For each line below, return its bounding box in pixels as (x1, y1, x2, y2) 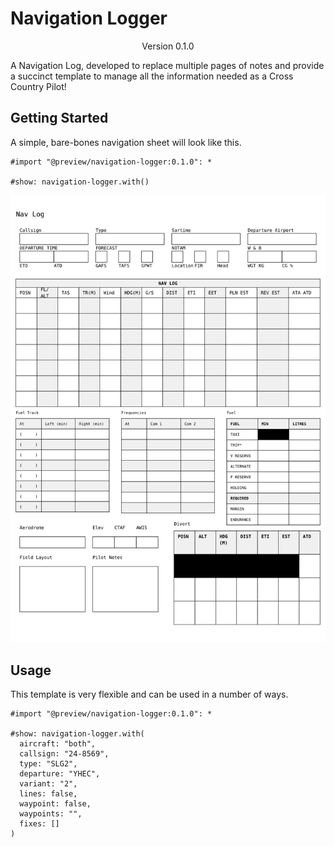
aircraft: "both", (19, 739, 97, 749)
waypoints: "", (19, 809, 83, 819)
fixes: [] (19, 819, 60, 829)
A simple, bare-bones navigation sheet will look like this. (10, 136, 242, 148)
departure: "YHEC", (19, 769, 101, 779)
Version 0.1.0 (141, 40, 195, 52)
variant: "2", (19, 779, 78, 789)
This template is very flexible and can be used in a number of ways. (10, 688, 289, 701)
